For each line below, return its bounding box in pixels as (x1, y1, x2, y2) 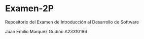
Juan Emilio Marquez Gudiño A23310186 (5, 28, 87, 34)
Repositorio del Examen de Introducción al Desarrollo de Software (5, 19, 139, 25)
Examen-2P (5, 3, 54, 14)
